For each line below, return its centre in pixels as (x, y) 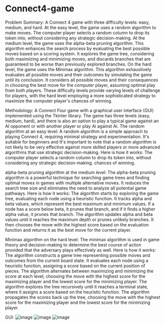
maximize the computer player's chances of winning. (59, 101)
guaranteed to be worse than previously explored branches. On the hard (78, 64)
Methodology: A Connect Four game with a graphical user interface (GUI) (80, 110)
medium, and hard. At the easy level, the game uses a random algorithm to (81, 27)
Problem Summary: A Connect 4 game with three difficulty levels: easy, (78, 22)
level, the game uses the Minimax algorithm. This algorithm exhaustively (78, 69)
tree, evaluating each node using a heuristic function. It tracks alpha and (79, 198)
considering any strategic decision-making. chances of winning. (70, 163)
